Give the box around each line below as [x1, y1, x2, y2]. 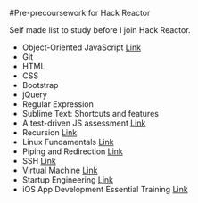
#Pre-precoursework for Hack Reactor [9, 8, 151, 18]
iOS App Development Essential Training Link [21, 184, 189, 194]
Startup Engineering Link [21, 175, 114, 185]
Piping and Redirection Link [21, 146, 123, 157]
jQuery [21, 89, 47, 100]
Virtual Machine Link [21, 165, 98, 175]
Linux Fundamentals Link [21, 137, 114, 147]
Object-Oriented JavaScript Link [21, 42, 141, 53]
